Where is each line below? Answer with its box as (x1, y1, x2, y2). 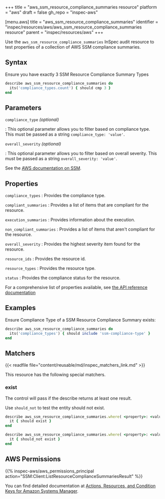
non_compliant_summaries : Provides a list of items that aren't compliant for (5, 226, 155, 233)
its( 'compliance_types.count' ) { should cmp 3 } (9, 86, 111, 90)
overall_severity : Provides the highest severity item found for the (5, 241, 140, 247)
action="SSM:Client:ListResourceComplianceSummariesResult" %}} (5, 473, 143, 479)
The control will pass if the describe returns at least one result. (5, 395, 132, 401)
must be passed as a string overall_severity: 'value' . (5, 156, 117, 162)
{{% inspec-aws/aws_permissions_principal (5, 468, 94, 474)
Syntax (5, 59, 27, 67)
